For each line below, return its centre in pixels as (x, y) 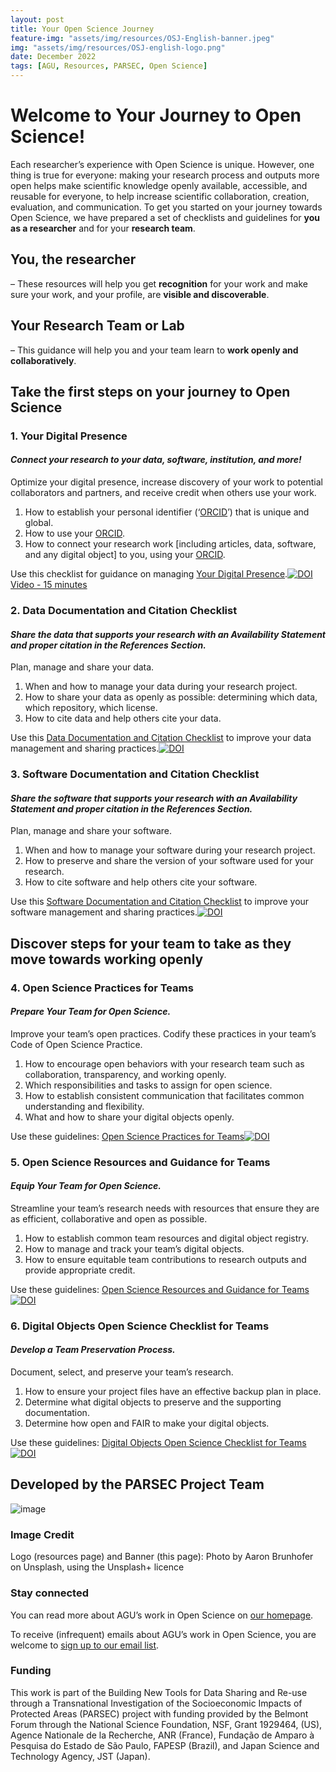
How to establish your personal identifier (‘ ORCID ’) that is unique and (167, 512)
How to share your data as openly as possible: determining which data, (171, 697)
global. (39, 523)
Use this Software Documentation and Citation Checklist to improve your (160, 902)
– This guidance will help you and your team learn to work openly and (154, 350)
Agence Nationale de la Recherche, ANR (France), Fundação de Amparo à (162, 1735)
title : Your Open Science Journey (82, 29)
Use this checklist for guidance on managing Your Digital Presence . (149, 574)
